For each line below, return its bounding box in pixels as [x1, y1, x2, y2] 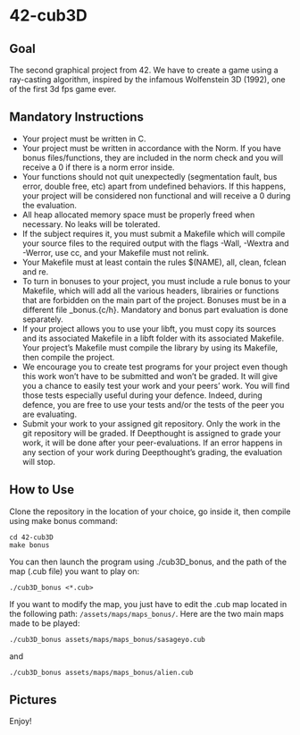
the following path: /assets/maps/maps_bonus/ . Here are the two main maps [9, 608, 284, 619]
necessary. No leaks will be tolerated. [21, 218, 161, 229]
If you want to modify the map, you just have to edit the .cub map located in [9, 598, 287, 609]
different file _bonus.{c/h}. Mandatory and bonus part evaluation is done [21, 304, 288, 315]
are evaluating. [21, 409, 78, 419]
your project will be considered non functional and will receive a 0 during [21, 190, 291, 201]
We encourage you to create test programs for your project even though [21, 361, 288, 372]
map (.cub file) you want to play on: [9, 565, 140, 577]
